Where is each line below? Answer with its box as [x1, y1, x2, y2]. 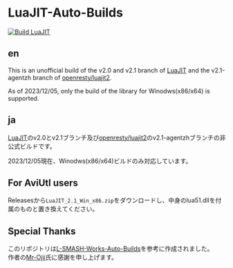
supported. [8, 94, 39, 102]
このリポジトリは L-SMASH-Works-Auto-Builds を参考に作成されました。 [8, 245, 214, 253]
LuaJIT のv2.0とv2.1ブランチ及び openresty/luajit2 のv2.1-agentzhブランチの [8, 133, 220, 142]
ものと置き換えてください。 [19, 205, 99, 213]
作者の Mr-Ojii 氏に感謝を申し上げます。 [8, 253, 118, 262]
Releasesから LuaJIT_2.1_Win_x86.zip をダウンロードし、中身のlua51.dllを [8, 196, 216, 204]
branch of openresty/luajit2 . [32, 73, 112, 82]
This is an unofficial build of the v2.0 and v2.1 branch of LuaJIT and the [8, 66, 210, 74]
